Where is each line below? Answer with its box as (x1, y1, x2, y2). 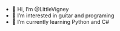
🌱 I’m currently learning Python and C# (12, 18, 110, 25)
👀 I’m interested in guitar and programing (12, 12, 115, 19)
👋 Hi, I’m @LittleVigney (12, 6, 69, 13)
